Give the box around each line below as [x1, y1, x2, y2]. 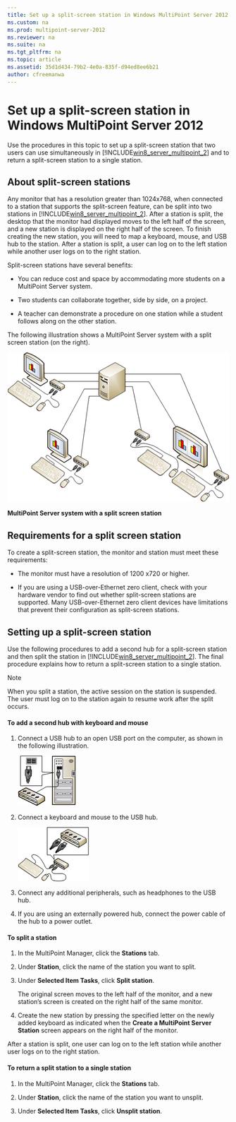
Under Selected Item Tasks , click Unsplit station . [17, 1106, 163, 1115]
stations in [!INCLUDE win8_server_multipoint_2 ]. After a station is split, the [7, 210, 223, 218]
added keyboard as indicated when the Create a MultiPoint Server [17, 1019, 212, 1027]
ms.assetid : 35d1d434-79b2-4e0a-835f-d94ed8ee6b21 [7, 64, 159, 71]
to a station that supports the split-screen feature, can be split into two [7, 202, 213, 211]
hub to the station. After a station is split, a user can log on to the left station [7, 240, 228, 249]
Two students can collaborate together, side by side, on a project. [17, 296, 208, 304]
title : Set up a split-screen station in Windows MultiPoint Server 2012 [7, 11, 229, 18]
